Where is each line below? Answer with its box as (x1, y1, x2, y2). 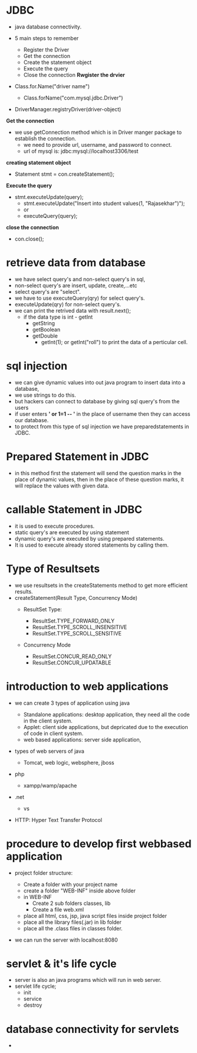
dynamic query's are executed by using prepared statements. (14, 535, 165, 542)
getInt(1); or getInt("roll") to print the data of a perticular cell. (41, 338, 188, 345)
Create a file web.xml (32, 906, 84, 913)
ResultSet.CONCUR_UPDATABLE (32, 659, 111, 666)
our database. (14, 416, 49, 423)
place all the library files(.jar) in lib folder (23, 919, 122, 926)
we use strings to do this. (14, 391, 77, 399)
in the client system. (23, 717, 73, 724)
